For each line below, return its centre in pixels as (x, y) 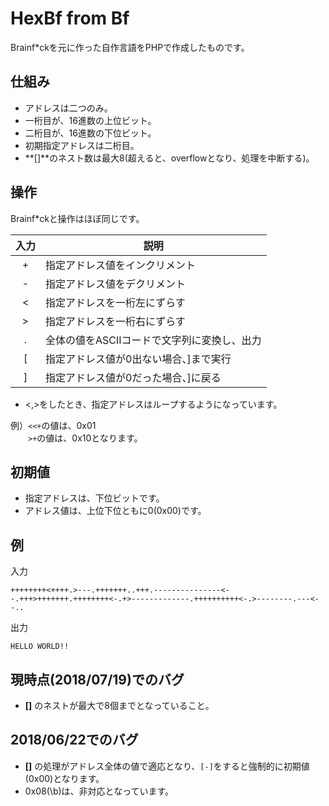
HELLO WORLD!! (40, 647)
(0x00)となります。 (64, 778)
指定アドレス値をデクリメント (116, 284)
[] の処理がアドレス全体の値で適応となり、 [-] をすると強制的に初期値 (167, 766)
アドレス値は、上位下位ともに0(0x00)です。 (115, 511)
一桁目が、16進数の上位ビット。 (90, 120)
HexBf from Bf (70, 18)
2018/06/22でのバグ (74, 740)
